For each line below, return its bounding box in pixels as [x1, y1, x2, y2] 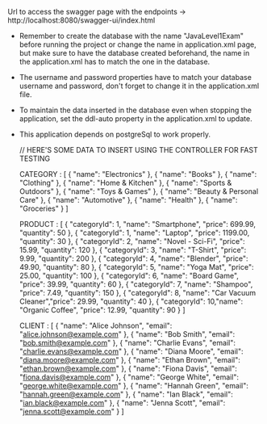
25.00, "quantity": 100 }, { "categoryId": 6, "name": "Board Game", [19, 271, 240, 280]
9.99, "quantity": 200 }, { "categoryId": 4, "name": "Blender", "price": [19, 254, 248, 263]
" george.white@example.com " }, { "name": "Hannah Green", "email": [19, 381, 249, 390]
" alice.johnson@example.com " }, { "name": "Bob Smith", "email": [19, 330, 236, 338]
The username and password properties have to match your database [19, 73, 252, 82]
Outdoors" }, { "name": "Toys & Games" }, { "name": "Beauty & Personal [19, 187, 259, 196]
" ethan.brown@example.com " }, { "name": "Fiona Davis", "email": [19, 363, 237, 373]
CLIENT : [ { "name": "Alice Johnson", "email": [19, 321, 173, 330]
